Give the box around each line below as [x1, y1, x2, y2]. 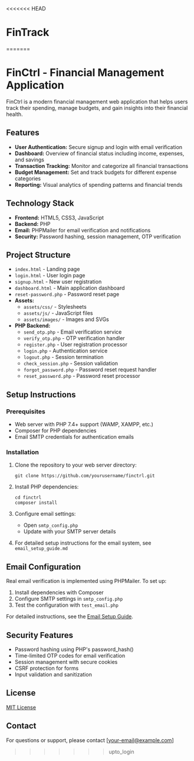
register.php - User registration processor [23, 341, 128, 348]
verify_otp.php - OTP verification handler [23, 335, 125, 342]
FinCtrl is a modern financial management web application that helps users [6, 98, 188, 105]
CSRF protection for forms [14, 665, 79, 672]
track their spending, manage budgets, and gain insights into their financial [6, 104, 188, 111]
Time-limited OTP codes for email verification [14, 652, 126, 659]
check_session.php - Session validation [23, 360, 119, 367]
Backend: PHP [14, 220, 51, 227]
